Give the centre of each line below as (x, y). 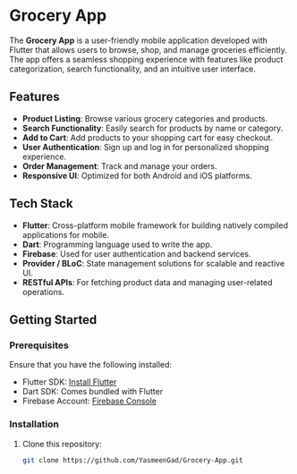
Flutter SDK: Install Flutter (69, 382)
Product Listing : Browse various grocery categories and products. (145, 118)
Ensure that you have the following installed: (91, 365)
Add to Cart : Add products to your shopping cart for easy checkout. (148, 137)
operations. (43, 292)
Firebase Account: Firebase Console (89, 401)
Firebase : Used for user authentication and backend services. (137, 254)
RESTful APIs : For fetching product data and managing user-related (147, 282)
